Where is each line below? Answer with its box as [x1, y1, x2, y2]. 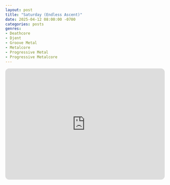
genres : [5, 26, 22, 31]
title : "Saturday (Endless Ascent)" [5, 12, 82, 17]
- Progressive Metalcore [5, 54, 58, 60]
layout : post [5, 7, 33, 13]
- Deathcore [5, 31, 30, 36]
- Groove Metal [5, 40, 37, 45]
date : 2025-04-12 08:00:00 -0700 [5, 17, 76, 22]
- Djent [5, 36, 22, 41]
